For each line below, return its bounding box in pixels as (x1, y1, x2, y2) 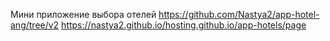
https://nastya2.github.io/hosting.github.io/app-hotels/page (61, 19, 307, 31)
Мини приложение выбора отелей (10, 9, 157, 20)
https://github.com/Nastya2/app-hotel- (158, 9, 320, 20)
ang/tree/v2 (10, 19, 60, 31)
